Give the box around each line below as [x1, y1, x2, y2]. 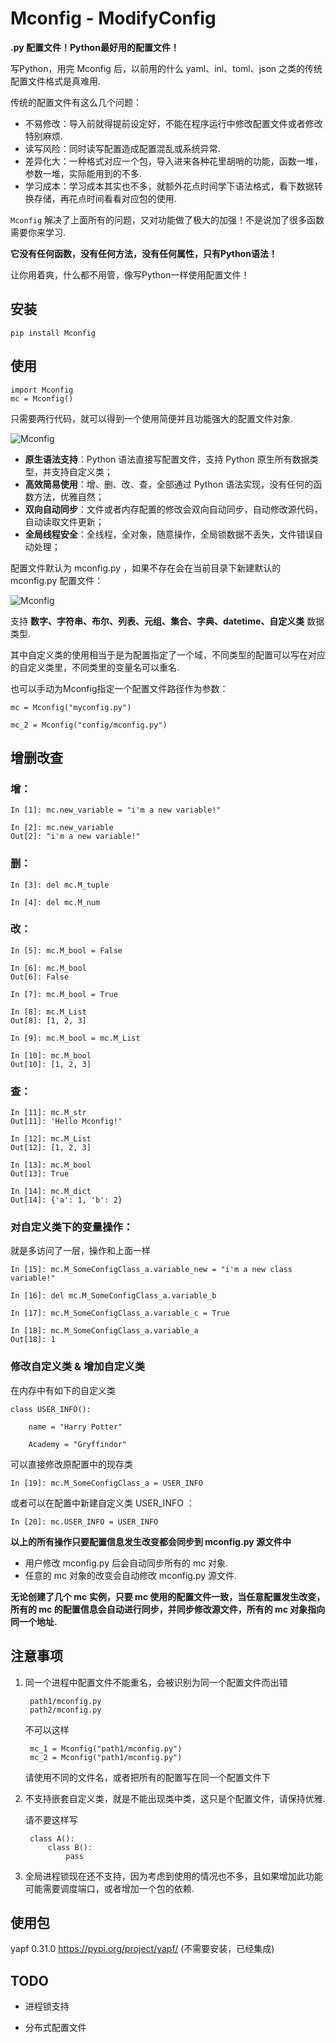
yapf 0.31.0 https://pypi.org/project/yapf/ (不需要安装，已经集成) [10, 1943, 275, 1955]
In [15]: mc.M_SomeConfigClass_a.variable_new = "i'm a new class [10, 1265, 293, 1275]
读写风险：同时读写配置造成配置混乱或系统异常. [24, 142, 221, 154]
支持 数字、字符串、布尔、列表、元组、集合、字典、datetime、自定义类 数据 [10, 615, 325, 627]
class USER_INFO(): [10, 1404, 92, 1414]
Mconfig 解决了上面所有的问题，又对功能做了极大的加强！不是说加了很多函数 [10, 213, 325, 226]
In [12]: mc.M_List [10, 1134, 92, 1144]
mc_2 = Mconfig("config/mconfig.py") [10, 720, 168, 730]
